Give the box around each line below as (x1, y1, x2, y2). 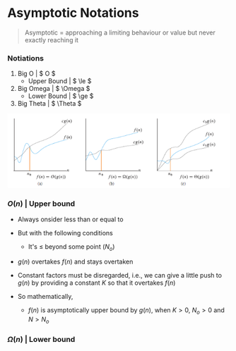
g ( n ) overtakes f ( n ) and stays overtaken (17, 257, 134, 266)
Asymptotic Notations (7, 5, 139, 21)
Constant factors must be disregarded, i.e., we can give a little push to (17, 271, 223, 280)
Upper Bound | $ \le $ (28, 77, 92, 85)
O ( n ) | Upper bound (7, 199, 76, 209)
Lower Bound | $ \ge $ (28, 92, 94, 100)
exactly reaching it (24, 35, 79, 44)
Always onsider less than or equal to (17, 215, 124, 223)
